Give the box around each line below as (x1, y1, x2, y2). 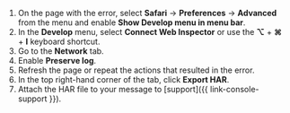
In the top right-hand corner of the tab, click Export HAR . (17, 74, 230, 84)
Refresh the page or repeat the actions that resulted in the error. (17, 65, 255, 75)
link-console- (209, 84, 259, 94)
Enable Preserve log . (17, 56, 97, 65)
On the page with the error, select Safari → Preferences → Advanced (17, 8, 277, 18)
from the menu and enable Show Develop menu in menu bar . (17, 17, 246, 28)
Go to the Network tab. (17, 46, 105, 56)
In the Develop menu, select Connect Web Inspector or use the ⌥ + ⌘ (17, 27, 283, 37)
